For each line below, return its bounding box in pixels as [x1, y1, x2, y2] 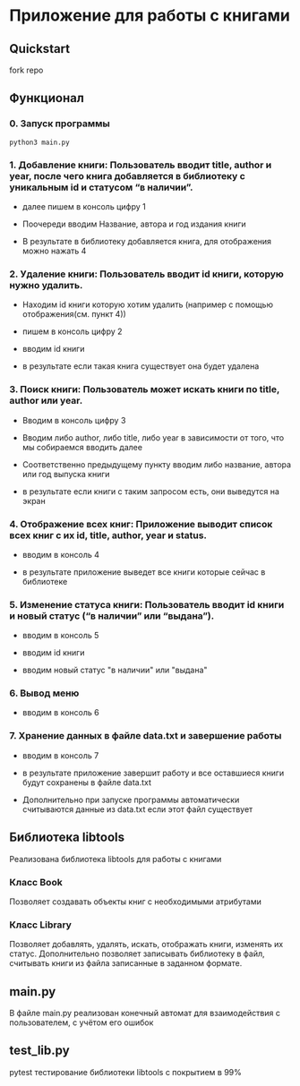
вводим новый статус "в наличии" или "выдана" [21, 664, 208, 676]
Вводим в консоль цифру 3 [21, 415, 126, 425]
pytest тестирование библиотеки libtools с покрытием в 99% [9, 1066, 242, 1077]
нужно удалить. [9, 278, 83, 291]
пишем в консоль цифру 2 [21, 326, 123, 337]
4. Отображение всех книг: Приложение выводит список [9, 517, 273, 530]
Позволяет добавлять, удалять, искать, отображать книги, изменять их [9, 939, 284, 950]
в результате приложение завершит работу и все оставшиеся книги [21, 767, 285, 778]
